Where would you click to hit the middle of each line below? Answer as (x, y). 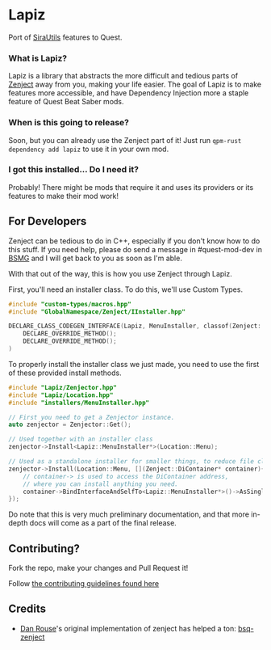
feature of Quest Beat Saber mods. (66, 102)
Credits (27, 609)
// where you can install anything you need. (101, 484)
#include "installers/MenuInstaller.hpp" (79, 403)
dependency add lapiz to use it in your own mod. (89, 149)
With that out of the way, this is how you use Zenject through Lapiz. (120, 273)
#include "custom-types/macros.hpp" (70, 304)
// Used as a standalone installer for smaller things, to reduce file (131, 462)
